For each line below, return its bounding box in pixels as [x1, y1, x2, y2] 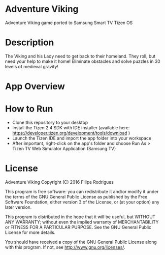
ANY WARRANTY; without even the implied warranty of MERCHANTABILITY [5, 219, 159, 225]
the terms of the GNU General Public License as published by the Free [5, 194, 148, 199]
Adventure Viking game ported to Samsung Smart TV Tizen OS [5, 20, 133, 26]
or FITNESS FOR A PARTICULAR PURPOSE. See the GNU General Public [5, 224, 152, 230]
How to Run [5, 103, 53, 114]
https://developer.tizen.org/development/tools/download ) [12, 130, 131, 136]
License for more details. [5, 229, 56, 235]
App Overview [5, 81, 65, 92]
